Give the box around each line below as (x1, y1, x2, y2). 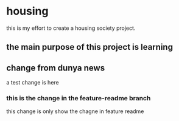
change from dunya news (6, 63, 105, 73)
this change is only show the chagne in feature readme (6, 108, 144, 115)
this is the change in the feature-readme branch (6, 94, 151, 103)
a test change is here (6, 79, 59, 86)
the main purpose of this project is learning (6, 42, 174, 52)
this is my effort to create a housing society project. (6, 24, 136, 32)
